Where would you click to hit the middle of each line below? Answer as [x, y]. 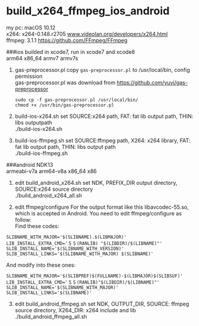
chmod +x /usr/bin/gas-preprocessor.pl [65, 105]
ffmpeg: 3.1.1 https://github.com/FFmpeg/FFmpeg [67, 40]
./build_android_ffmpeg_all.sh [51, 316]
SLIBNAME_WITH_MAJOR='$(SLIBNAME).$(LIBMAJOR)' [67, 237]
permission [29, 76]
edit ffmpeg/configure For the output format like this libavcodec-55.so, [102, 207]
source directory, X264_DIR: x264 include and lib [75, 310]
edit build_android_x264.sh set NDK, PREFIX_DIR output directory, [96, 182]
